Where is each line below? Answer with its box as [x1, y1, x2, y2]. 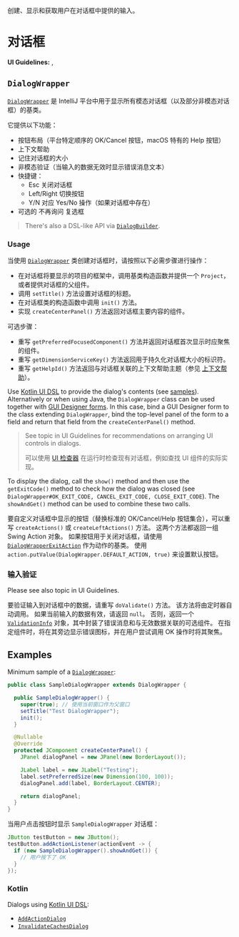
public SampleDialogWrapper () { [14, 695, 111, 702]
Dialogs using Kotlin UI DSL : [7, 900, 89, 908]
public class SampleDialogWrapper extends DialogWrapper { [7, 682, 187, 689]
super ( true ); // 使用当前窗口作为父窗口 [20, 701, 131, 708]
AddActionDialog [17, 915, 66, 922]
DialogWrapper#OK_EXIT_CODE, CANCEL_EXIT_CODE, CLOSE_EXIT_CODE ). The [7, 492, 220, 501]
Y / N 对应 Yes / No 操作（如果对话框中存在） [28, 198, 155, 207]
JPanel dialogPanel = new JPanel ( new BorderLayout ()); [20, 754, 187, 761]
